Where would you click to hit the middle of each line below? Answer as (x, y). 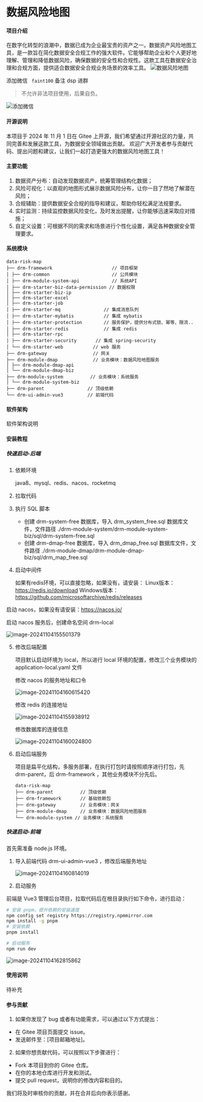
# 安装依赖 (18, 927)
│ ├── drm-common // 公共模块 (72, 274)
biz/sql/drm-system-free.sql (59, 536)
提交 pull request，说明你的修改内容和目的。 (70, 1080)
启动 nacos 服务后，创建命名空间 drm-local (60, 622)
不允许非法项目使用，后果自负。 (61, 94)
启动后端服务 (31, 754)
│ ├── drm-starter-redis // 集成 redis (72, 329)
